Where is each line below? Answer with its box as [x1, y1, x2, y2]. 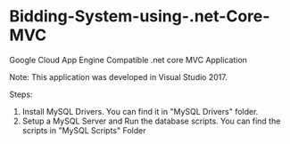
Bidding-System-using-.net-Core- [9, 6, 270, 27]
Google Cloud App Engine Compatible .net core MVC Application [9, 54, 248, 65]
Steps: [9, 89, 33, 100]
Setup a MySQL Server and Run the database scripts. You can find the [21, 116, 281, 126]
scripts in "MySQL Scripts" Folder [21, 124, 146, 135]
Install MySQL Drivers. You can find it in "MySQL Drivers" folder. [21, 106, 259, 116]
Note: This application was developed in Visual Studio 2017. [9, 71, 228, 82]
